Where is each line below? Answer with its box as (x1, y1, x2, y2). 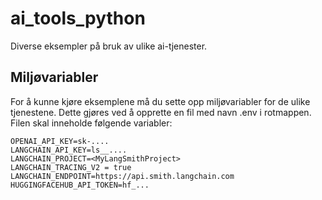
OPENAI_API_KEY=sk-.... (10, 136, 110, 146)
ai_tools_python (10, 7, 146, 30)
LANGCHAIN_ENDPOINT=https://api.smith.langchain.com (10, 171, 235, 181)
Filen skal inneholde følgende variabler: (10, 117, 173, 129)
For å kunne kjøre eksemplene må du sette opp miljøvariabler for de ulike (10, 95, 311, 107)
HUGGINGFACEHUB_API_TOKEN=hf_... (10, 180, 150, 190)
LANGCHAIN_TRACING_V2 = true (10, 162, 132, 172)
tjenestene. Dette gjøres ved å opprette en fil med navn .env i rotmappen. (10, 106, 312, 118)
